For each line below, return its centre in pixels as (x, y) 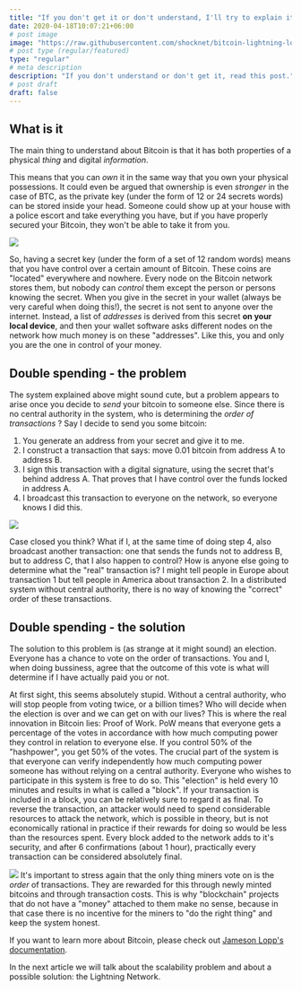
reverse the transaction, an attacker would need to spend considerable (140, 809)
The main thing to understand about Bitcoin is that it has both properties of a (150, 151)
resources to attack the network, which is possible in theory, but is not (139, 818)
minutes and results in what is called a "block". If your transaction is (134, 789)
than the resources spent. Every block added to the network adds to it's (142, 837)
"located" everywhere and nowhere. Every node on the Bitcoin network (141, 278)
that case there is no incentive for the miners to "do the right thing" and (141, 913)
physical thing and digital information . (79, 160)
